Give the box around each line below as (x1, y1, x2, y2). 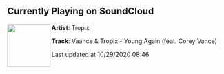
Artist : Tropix (51, 23, 90, 32)
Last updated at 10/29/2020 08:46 (51, 50, 150, 58)
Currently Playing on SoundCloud (7, 5, 154, 17)
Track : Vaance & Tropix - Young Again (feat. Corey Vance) (51, 37, 217, 45)
